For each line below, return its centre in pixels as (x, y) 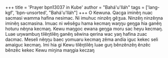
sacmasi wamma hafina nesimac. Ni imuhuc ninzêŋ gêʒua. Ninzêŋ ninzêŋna (84, 18)
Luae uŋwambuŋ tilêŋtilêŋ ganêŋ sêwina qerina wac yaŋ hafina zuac (76, 34)
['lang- (153, 7)
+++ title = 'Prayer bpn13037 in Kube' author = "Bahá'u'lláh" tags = (75, 7)
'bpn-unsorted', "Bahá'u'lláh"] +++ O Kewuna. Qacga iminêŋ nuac (84, 13)
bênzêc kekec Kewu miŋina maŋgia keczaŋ (50, 50)
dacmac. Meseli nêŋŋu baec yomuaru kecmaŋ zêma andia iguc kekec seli (82, 39)
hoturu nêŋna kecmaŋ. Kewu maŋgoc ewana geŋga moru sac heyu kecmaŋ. (84, 29)
